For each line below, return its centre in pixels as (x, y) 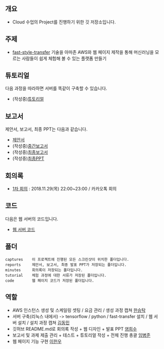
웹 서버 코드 (24, 229)
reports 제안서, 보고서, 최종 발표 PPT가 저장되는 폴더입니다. (66, 265)
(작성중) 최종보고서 (30, 152)
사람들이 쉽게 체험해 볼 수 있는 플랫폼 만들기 (64, 58)
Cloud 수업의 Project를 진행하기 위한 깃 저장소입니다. (64, 22)
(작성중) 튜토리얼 (28, 99)
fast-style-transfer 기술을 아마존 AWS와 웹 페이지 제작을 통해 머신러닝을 (83, 52)
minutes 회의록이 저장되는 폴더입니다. (44, 270)
